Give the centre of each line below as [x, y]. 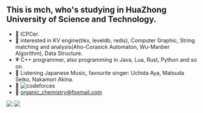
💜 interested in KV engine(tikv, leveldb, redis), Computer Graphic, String [105, 40]
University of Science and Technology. [81, 20]
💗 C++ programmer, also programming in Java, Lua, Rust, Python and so [106, 59]
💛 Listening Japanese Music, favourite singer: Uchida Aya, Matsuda [99, 73]
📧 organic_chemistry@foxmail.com [58, 92]
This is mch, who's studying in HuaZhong [87, 10]
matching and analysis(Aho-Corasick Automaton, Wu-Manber [92, 47]
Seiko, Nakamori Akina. [44, 79]
